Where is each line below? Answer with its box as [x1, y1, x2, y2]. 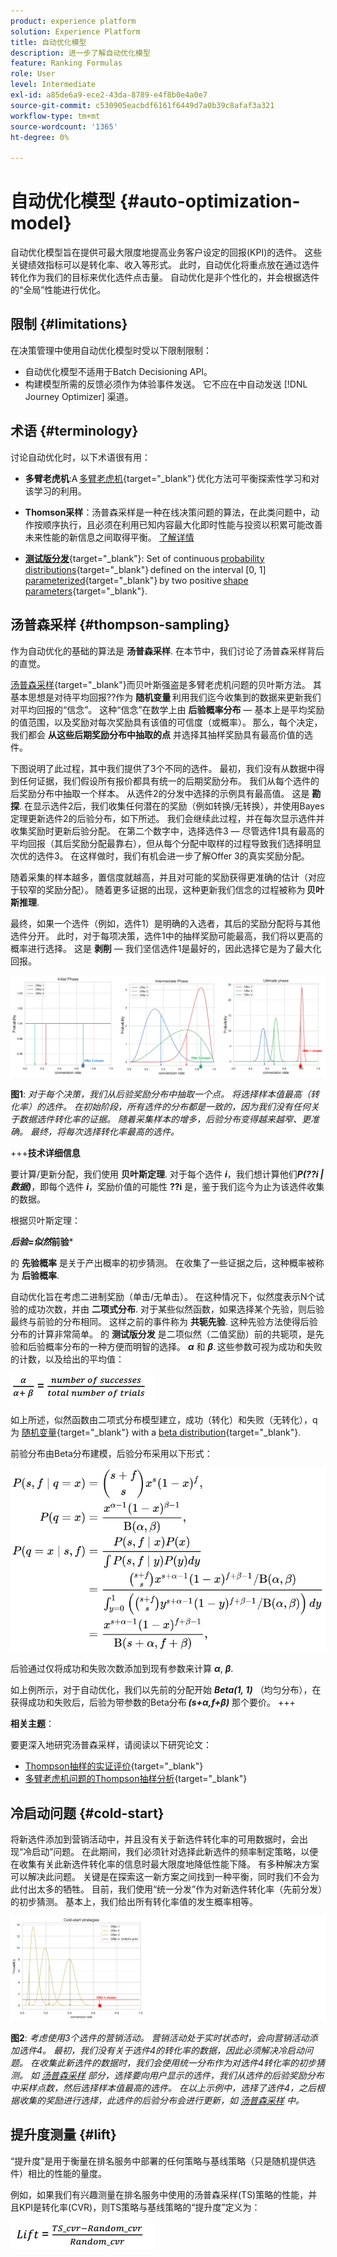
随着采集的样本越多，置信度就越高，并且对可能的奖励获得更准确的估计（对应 [10, 871, 326, 883]
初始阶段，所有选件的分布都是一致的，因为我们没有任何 [82, 1101, 311, 1113]
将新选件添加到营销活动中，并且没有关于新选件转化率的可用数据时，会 [10, 1833, 300, 1845]
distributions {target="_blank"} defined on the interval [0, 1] [24, 563, 267, 575]
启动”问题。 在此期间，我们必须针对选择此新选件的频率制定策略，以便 [31, 1845, 319, 1857]
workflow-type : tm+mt [10, 111, 101, 121]
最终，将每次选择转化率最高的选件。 [29, 1126, 180, 1138]
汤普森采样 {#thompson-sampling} [10, 616, 231, 634]
